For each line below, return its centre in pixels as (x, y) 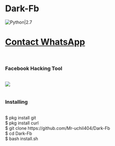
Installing (16, 102)
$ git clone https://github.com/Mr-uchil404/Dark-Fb (58, 128)
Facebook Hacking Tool (34, 68)
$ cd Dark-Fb (19, 134)
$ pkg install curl (22, 123)
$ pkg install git (21, 118)
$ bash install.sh (22, 139)
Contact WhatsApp (45, 42)
